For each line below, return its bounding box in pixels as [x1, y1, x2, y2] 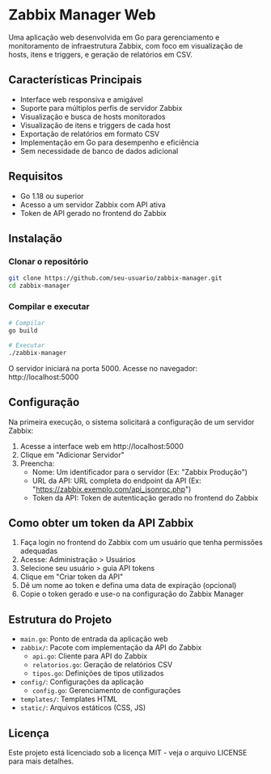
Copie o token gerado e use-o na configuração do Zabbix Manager [19, 589, 244, 599]
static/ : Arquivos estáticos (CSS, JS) [19, 703, 146, 713]
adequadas [19, 546, 58, 556]
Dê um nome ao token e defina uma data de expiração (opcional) [19, 581, 237, 590]
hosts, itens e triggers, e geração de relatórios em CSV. [8, 49, 193, 59]
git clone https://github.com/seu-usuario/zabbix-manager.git [8, 274, 222, 282]
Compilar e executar [8, 301, 91, 312]
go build [8, 327, 38, 335]
